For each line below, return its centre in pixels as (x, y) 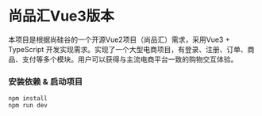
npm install (28, 99)
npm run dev (28, 106)
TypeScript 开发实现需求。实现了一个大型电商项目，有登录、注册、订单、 (128, 49)
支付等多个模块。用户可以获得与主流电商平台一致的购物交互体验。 (130, 59)
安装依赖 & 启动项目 (46, 81)
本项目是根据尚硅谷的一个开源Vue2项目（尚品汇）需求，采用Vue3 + (119, 39)
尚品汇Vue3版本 (62, 16)
